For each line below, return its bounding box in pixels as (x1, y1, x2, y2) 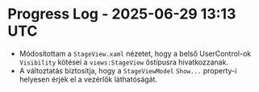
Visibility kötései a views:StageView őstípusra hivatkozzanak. (19, 57, 229, 67)
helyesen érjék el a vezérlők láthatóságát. (19, 74, 158, 84)
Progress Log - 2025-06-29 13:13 (7, 5, 236, 23)
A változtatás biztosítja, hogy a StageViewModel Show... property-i (19, 65, 237, 75)
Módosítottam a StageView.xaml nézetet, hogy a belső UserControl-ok (19, 48, 252, 58)
